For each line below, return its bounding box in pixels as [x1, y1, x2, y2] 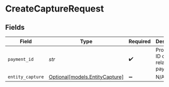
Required [128, 38, 151, 45]
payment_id [8, 56, 34, 62]
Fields [5, 23, 25, 32]
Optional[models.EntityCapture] [48, 73, 124, 80]
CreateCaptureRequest [5, 3, 104, 15]
